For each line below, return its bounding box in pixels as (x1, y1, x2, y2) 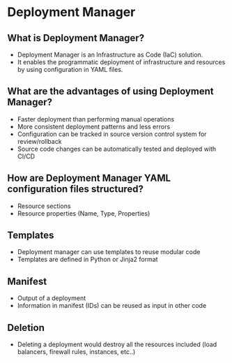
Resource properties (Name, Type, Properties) (17, 209, 150, 217)
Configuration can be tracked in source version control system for (17, 130, 207, 138)
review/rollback (17, 137, 62, 145)
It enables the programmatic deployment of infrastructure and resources (17, 58, 226, 66)
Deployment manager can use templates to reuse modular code (17, 248, 201, 256)
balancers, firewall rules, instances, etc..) (17, 348, 136, 356)
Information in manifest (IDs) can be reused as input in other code (17, 302, 207, 310)
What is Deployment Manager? (7, 32, 145, 44)
